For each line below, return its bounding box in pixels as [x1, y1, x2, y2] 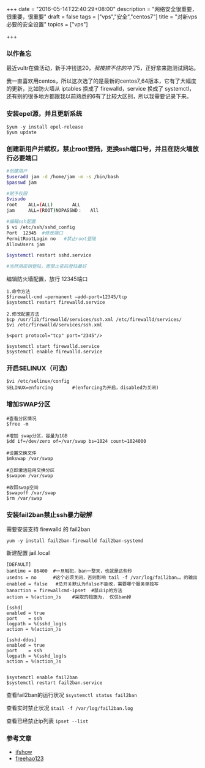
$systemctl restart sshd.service [6, 252, 92, 258]
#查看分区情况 [6, 415, 37, 421]
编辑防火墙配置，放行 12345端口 [6, 275, 88, 283]
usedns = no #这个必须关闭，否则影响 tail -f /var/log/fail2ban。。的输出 [6, 574, 198, 581]
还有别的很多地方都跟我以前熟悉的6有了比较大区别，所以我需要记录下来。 [6, 92, 192, 100]
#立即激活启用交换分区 [6, 467, 55, 473]
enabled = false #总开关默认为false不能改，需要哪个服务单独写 [6, 581, 159, 587]
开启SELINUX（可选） [6, 364, 72, 372]
